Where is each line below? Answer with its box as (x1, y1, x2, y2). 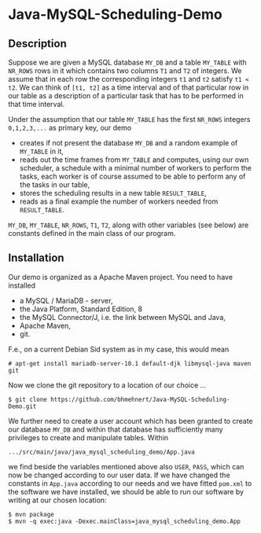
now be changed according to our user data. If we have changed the (8, 470, 230, 480)
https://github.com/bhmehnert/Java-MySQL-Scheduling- (50, 395, 230, 403)
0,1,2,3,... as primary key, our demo (8, 123, 132, 132)
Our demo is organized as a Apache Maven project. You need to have (8, 272, 233, 281)
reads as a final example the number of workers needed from (19, 197, 219, 206)
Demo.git (8, 403, 37, 410)
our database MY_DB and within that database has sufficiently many (8, 425, 223, 434)
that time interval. (8, 100, 65, 108)
